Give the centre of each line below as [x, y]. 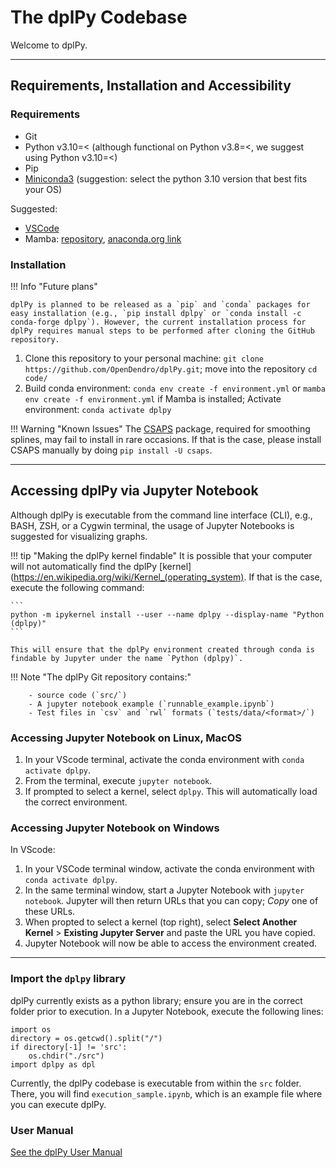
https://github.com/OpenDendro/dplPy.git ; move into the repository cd [171, 368]
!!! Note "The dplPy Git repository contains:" [101, 677]
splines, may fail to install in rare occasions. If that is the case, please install [166, 439]
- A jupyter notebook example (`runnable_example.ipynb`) [151, 704]
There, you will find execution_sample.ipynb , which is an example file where [166, 1093]
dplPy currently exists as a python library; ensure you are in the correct [156, 1000]
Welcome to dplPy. [49, 45]
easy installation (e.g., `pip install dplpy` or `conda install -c [156, 313]
